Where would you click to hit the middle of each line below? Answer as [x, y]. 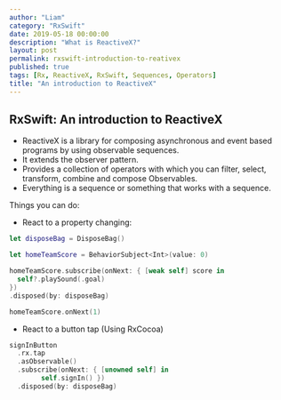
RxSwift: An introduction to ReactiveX [116, 120]
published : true [39, 68]
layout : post [33, 51]
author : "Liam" [37, 17]
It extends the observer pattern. [80, 160]
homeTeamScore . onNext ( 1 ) [55, 312]
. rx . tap [32, 353]
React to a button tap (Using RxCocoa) [93, 329]
